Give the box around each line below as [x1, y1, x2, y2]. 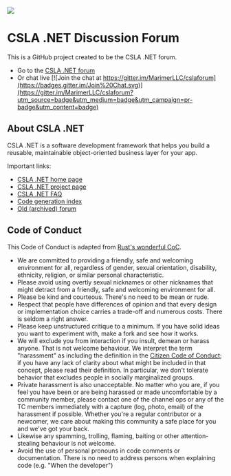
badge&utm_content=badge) [16, 103, 99, 111]
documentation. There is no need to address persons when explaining [16, 453, 216, 462]
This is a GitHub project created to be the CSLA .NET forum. [7, 52, 177, 61]
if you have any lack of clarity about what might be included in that [16, 358, 206, 366]
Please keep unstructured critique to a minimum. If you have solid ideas [16, 322, 220, 330]
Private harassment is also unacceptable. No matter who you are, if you [16, 380, 220, 389]
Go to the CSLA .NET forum [16, 66, 95, 74]
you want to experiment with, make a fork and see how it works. [16, 329, 199, 338]
